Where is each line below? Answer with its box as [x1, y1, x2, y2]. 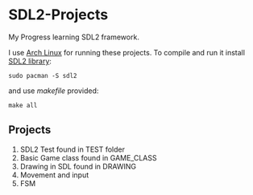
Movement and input [19, 170, 89, 180]
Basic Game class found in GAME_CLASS [19, 152, 157, 162]
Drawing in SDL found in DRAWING [19, 161, 137, 171]
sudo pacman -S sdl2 [8, 71, 78, 79]
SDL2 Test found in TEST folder [19, 144, 126, 154]
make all [8, 101, 38, 109]
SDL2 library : [8, 56, 52, 66]
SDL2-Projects [8, 6, 109, 24]
